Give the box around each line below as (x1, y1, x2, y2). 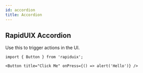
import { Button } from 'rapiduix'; (5, 55, 83, 60)
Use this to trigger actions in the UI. (5, 44, 80, 51)
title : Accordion (5, 12, 42, 17)
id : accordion (5, 7, 36, 13)
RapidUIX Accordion (5, 31, 71, 40)
